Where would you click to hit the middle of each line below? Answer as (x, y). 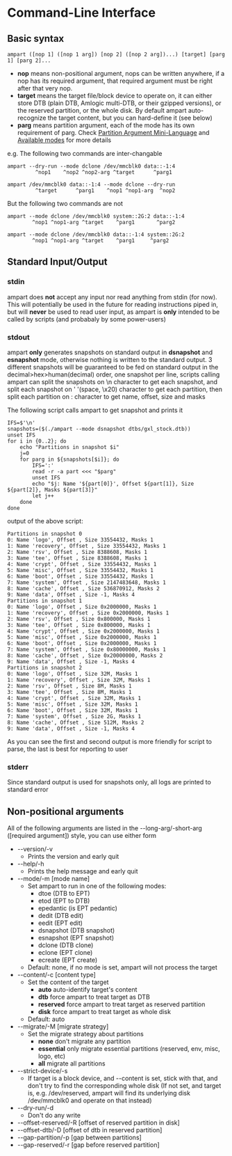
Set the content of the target (68, 982)
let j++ (43, 496)
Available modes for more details (64, 140)
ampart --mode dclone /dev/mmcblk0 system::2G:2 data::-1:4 (96, 216)
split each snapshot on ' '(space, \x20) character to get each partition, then (115, 389)
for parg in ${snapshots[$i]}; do (69, 459)
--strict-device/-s (42, 1071)
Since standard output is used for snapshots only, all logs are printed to (109, 782)
